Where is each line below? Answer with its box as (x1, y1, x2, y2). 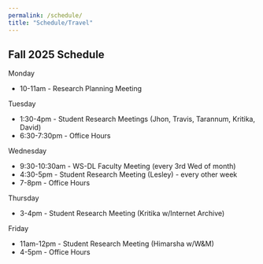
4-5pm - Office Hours (19, 247, 91, 257)
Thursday (8, 193, 39, 203)
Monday (8, 68, 35, 79)
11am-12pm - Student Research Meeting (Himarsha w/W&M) (19, 239, 215, 248)
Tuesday (8, 99, 36, 108)
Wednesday (8, 146, 47, 156)
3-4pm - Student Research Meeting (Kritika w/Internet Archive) (19, 209, 225, 218)
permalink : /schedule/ (8, 11, 83, 20)
